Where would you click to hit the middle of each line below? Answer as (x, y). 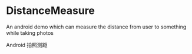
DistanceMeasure (51, 11)
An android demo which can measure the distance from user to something (96, 27)
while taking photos (30, 33)
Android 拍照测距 (27, 45)
